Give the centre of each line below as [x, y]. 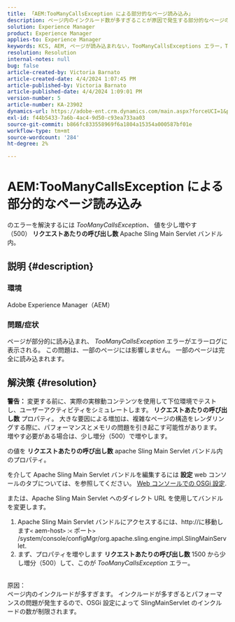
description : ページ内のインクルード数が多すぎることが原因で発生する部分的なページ [116, 20]
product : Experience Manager [50, 33]
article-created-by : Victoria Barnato [64, 72]
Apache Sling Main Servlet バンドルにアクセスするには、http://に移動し [120, 521]
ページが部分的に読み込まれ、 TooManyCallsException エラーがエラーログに [117, 341]
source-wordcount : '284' [43, 137]
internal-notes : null [39, 59]
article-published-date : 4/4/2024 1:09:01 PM [74, 92]
